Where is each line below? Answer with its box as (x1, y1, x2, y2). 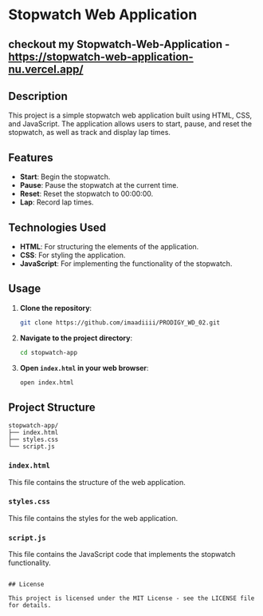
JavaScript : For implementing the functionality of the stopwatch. (19, 259, 233, 268)
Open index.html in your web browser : (19, 363, 149, 372)
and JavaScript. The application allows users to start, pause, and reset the (8, 119, 253, 129)
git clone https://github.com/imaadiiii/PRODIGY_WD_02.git (19, 318, 221, 327)
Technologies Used (8, 221, 106, 234)
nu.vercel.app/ (8, 62, 84, 76)
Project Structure (8, 400, 96, 414)
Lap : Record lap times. (19, 197, 94, 207)
